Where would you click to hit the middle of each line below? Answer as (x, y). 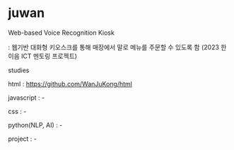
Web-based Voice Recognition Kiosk (62, 33)
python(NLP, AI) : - (35, 125)
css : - (17, 111)
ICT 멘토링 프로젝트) (49, 56)
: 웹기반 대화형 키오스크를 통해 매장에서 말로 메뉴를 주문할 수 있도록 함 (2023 (114, 47)
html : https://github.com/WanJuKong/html (70, 83)
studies (19, 70)
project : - (23, 139)
